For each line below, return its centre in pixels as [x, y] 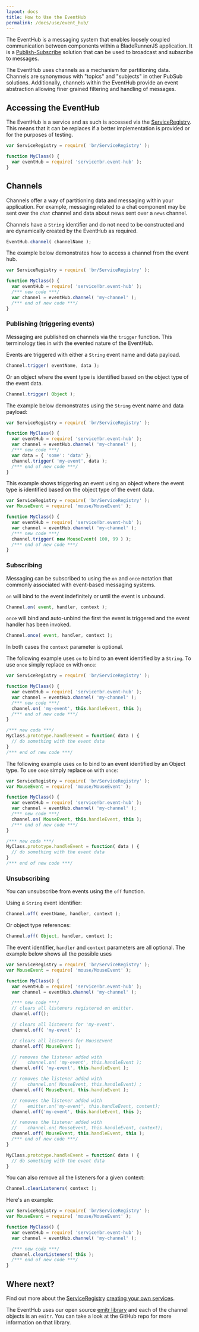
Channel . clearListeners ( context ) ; [51, 1189]
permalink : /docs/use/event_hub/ [48, 23]
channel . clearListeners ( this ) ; [53, 1254]
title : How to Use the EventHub [46, 17]
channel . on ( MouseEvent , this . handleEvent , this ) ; [77, 819]
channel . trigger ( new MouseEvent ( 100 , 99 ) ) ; [72, 539]
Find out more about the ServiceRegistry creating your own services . [91, 1298]
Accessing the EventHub [53, 108]
